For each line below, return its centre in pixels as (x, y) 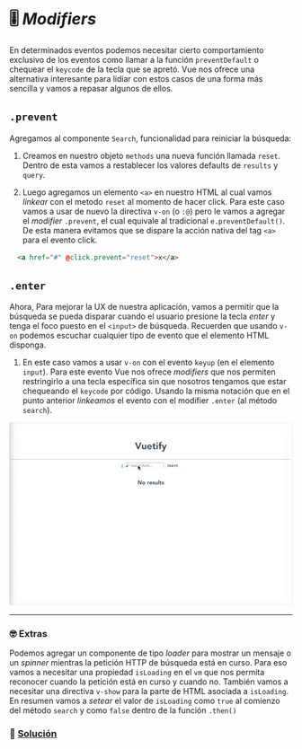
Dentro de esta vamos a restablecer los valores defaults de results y (150, 165)
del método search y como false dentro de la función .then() (123, 710)
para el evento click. (60, 240)
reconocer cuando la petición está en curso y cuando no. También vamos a (149, 682)
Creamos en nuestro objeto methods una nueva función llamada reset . (151, 155)
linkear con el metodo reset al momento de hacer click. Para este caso (153, 201)
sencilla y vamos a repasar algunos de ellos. (91, 88)
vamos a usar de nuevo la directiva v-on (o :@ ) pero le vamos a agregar (154, 211)
